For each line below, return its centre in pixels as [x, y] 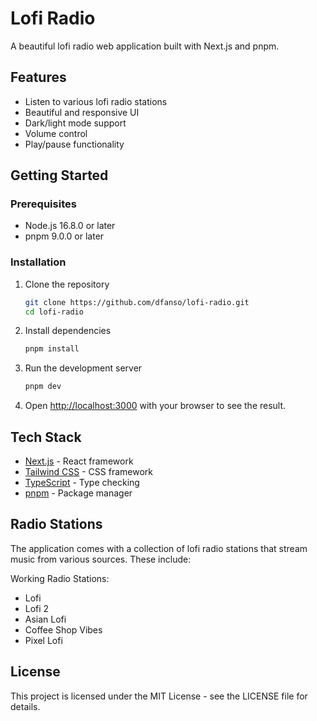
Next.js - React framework [79, 461]
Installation [38, 262]
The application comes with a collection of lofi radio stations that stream [159, 548]
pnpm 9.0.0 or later [64, 236]
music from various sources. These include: [101, 559]
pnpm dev [43, 387]
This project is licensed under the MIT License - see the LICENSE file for [159, 696]
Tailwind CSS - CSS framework [88, 472]
